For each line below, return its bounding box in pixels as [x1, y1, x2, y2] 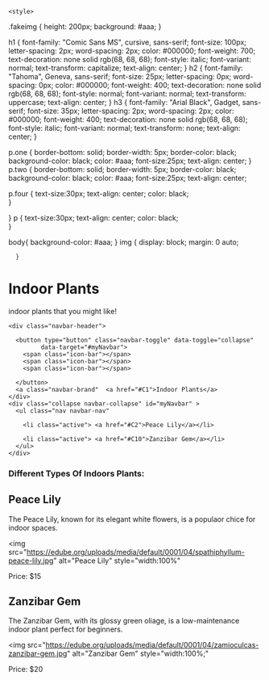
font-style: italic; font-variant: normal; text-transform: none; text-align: [8, 124, 241, 132]
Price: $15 [8, 571, 42, 581]
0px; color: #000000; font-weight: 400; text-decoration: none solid [39, 81, 262, 90]
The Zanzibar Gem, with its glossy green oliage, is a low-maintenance [8, 616, 240, 626]
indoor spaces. [8, 523, 58, 532]
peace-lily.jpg [8, 556, 54, 565]
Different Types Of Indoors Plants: [8, 468, 145, 479]
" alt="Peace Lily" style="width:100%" [53, 556, 181, 565]
